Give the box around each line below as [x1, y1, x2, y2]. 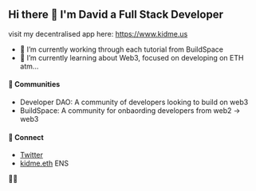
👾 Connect [8, 132, 44, 142]
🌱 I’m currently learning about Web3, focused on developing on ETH [19, 53, 244, 62]
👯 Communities [8, 80, 61, 89]
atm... [19, 61, 39, 71]
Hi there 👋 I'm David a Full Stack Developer [8, 8, 223, 21]
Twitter [19, 150, 44, 160]
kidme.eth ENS [19, 158, 69, 168]
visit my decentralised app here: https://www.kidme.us [8, 29, 188, 38]
